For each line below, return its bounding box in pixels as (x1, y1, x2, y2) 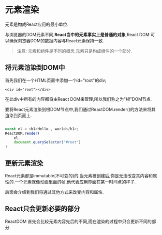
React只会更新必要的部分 (5, 204, 80, 213)
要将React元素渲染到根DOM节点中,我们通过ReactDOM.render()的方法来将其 (5, 106, 156, 112)
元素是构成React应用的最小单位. (5, 21, 69, 27)
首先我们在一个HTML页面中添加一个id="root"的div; (5, 77, 106, 83)
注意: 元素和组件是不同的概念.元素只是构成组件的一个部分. (16, 48, 132, 54)
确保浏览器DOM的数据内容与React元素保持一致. (9, 37, 104, 44)
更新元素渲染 (5, 159, 44, 167)
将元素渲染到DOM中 (5, 63, 65, 72)
